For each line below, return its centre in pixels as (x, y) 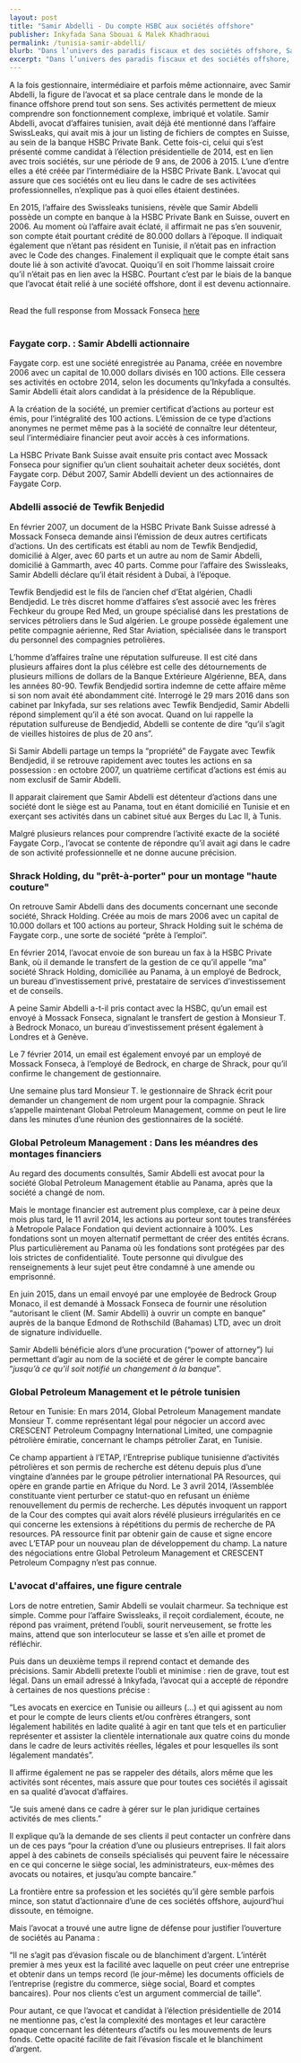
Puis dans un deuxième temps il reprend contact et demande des (129, 1661)
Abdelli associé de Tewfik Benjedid (87, 507)
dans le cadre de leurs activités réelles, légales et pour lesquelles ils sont (144, 1745)
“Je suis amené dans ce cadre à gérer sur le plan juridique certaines (135, 1809)
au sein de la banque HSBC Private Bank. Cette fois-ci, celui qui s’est (137, 142)
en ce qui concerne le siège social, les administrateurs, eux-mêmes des (142, 1864)
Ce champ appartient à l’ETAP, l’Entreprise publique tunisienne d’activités (144, 1457)
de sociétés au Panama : (55, 1937)
